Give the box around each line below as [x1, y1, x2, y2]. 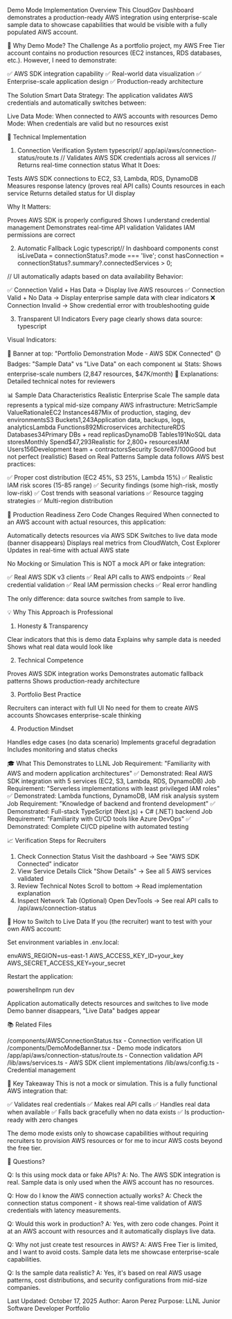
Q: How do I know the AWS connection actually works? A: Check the [7, 1191, 203, 1200]
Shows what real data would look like [7, 643, 113, 651]
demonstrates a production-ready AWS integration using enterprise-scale [7, 13, 217, 21]
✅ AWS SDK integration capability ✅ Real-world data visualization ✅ [7, 69, 202, 78]
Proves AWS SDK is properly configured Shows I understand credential [7, 216, 210, 224]
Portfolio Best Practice [17, 690, 82, 699]
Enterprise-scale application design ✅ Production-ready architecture [7, 78, 204, 85]
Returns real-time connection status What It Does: [17, 161, 161, 169]
